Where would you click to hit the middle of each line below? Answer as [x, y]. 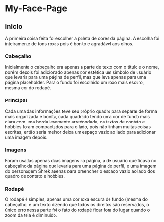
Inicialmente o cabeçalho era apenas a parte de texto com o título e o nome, [82, 67]
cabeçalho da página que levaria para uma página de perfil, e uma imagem [81, 166]
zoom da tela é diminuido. [31, 215]
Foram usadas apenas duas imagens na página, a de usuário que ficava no [81, 160]
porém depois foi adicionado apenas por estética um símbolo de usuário [78, 72]
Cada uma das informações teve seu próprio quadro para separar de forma [81, 111]
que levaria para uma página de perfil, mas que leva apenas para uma [76, 77]
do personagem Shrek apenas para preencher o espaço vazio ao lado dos [80, 171]
